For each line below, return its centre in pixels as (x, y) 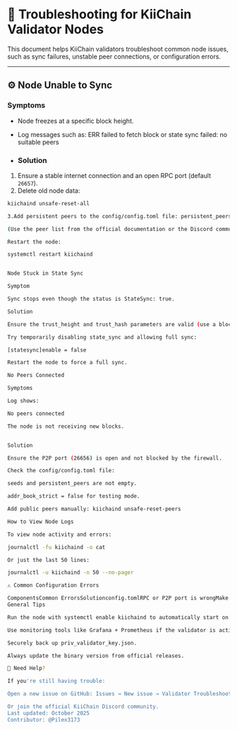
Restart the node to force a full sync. (68, 363)
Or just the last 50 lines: (49, 560)
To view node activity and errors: (60, 534)
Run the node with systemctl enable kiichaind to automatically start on (118, 617)
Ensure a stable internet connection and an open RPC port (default (114, 175)
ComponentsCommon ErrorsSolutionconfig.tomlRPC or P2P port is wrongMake (118, 598)
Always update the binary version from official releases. (96, 656)
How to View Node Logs (41, 522)
